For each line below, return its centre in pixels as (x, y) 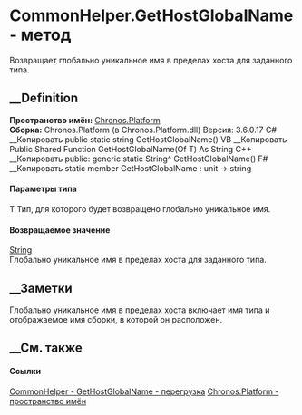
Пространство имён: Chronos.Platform (85, 120)
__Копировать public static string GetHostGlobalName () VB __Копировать (148, 139)
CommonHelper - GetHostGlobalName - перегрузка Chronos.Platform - (144, 391)
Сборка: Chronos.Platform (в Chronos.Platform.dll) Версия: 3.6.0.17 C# (143, 130)
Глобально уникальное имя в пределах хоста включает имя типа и (140, 310)
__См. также (46, 348)
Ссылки (25, 371)
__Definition (44, 98)
